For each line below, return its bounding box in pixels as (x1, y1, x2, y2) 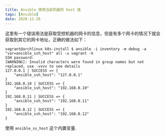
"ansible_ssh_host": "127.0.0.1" (14, 73, 83, 78)
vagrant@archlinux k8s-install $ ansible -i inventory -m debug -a (5, 46, 147, 52)
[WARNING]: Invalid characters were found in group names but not (5, 60, 144, 65)
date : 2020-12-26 (5, 16, 41, 21)
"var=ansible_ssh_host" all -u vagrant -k (5, 51, 94, 56)
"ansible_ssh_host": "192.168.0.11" (14, 98, 90, 104)
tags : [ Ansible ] (5, 12, 38, 17)
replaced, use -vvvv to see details (5, 64, 80, 69)
